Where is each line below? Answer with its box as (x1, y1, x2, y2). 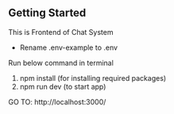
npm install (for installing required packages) (19, 73, 167, 82)
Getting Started (8, 6, 87, 20)
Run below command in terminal (8, 58, 114, 67)
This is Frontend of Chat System (8, 27, 114, 36)
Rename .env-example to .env (19, 43, 118, 52)
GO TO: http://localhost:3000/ (8, 97, 106, 106)
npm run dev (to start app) (19, 82, 106, 91)
